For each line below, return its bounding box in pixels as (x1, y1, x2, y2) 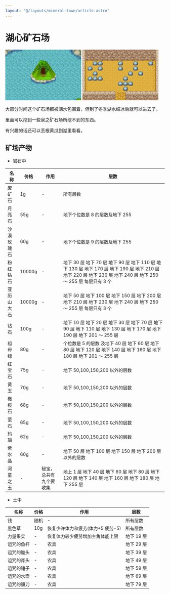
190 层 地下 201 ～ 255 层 (63, 332, 119, 338)
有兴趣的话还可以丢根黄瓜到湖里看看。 (5, 127, 85, 134)
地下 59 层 (125, 565, 147, 571)
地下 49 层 (125, 557, 147, 563)
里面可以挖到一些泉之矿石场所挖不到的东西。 (5, 116, 99, 122)
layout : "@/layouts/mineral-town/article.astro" (5, 8, 110, 13)
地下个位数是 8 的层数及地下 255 (63, 211, 132, 218)
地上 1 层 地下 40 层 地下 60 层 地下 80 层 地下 (63, 469, 160, 475)
